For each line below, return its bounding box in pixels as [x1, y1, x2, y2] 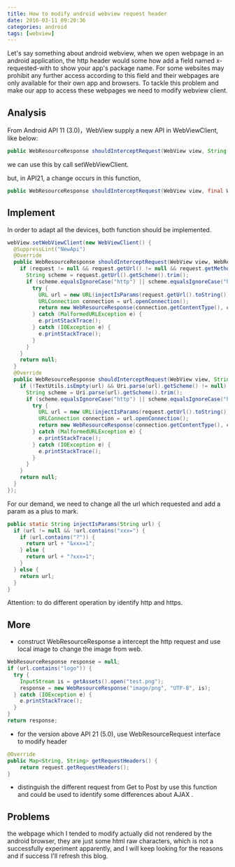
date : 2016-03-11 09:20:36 [7, 17, 86, 24]
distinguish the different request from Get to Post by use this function [17, 783, 218, 791]
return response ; [7, 717, 58, 725]
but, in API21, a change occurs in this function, [7, 173, 141, 182]
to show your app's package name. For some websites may [52, 64, 225, 72]
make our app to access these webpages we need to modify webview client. [7, 86, 228, 95]
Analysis [7, 107, 47, 119]
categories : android [7, 23, 68, 30]
